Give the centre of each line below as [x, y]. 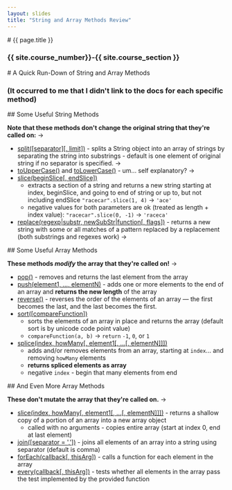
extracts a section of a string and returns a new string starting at [119, 185]
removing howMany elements [66, 358]
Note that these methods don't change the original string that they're [108, 128]
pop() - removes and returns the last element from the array [102, 277]
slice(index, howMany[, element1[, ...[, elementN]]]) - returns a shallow [118, 413]
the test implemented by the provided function [83, 479]
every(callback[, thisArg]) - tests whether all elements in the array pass [118, 472]
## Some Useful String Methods [53, 114]
